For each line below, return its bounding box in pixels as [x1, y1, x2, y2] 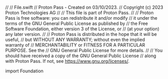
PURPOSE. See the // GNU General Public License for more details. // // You [5, 48, 163, 53]
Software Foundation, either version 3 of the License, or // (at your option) [5, 26, 159, 32]
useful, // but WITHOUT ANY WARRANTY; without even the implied [5, 36, 145, 43]
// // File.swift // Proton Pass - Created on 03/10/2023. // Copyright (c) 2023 [5, 5, 163, 10]
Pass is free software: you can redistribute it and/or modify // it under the [5, 15, 158, 21]
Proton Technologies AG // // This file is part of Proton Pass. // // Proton [5, 10, 154, 16]
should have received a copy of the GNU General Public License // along [5, 53, 156, 59]
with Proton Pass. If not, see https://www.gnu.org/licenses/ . [5, 58, 130, 64]
